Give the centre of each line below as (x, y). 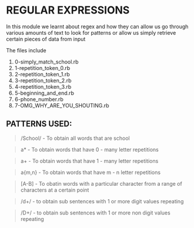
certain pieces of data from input (46, 39)
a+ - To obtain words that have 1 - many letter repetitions (89, 161)
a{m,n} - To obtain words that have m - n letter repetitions (90, 172)
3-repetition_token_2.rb (43, 81)
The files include (26, 50)
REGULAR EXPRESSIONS (68, 10)
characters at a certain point (55, 190)
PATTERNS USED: (39, 124)
